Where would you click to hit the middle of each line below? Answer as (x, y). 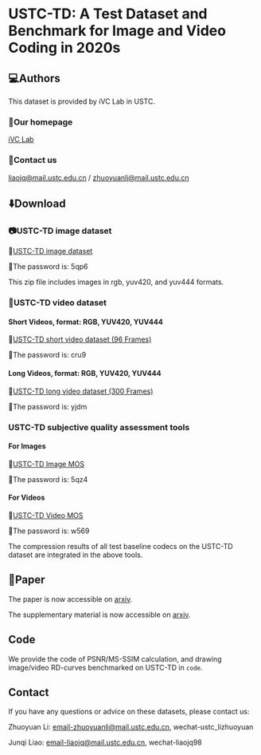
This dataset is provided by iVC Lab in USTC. (82, 101)
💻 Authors (35, 78)
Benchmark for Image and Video (117, 31)
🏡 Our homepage (41, 122)
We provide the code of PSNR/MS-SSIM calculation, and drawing (115, 658)
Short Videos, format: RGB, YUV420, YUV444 (86, 322)
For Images (27, 446)
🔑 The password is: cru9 (47, 355)
